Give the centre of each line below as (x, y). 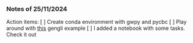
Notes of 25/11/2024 (37, 9)
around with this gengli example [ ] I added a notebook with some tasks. (96, 28)
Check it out (21, 35)
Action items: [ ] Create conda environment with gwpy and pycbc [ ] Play (96, 22)
